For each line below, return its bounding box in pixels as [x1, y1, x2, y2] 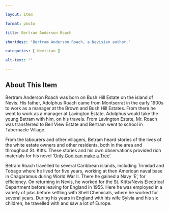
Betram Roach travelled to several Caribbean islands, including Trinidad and [5, 162, 164, 168]
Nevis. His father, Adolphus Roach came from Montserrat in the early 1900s [5, 99, 164, 105]
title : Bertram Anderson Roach [5, 30, 72, 36]
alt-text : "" [5, 58, 33, 63]
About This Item [5, 81, 58, 89]
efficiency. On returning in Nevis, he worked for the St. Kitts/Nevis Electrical [5, 179, 164, 185]
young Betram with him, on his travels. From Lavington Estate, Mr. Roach [5, 116, 158, 122]
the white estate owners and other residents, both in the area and [5, 142, 143, 148]
